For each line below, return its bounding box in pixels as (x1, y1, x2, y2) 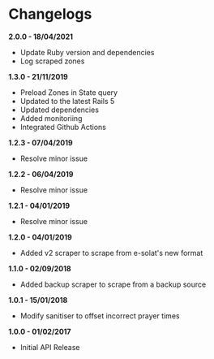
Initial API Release (19, 342, 80, 352)
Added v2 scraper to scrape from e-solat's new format (19, 248, 203, 257)
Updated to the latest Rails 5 (19, 96, 115, 106)
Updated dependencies (19, 105, 100, 115)
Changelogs (8, 5, 92, 24)
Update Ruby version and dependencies (19, 47, 155, 57)
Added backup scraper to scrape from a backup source (19, 279, 207, 289)
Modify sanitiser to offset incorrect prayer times (19, 310, 180, 321)
